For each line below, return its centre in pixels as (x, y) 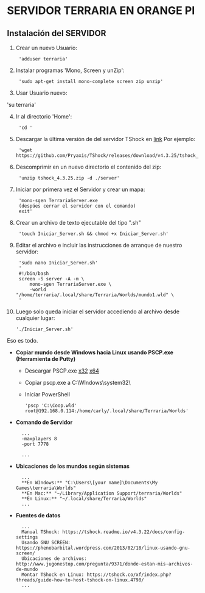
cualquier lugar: (35, 318)
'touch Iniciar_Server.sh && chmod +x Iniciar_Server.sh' (94, 234)
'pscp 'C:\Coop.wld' (51, 406)
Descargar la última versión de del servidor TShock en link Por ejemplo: (106, 139)
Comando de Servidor (44, 422)
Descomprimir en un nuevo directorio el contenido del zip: (89, 167)
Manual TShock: (41, 532)
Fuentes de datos (38, 515)
